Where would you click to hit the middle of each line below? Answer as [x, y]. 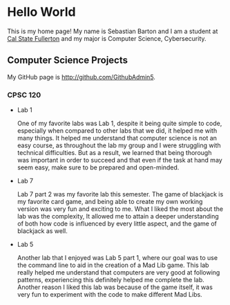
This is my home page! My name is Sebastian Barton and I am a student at [113, 31]
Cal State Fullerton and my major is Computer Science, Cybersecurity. [107, 38]
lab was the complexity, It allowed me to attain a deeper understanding [118, 216]
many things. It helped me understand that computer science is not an [117, 138]
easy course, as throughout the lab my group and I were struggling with [119, 145]
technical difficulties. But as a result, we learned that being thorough [114, 153]
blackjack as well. [42, 231]
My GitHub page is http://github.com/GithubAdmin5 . [81, 77]
